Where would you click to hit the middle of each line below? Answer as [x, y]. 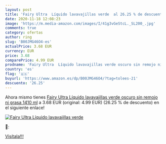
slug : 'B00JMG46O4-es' [28, 42]
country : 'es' [20, 70]
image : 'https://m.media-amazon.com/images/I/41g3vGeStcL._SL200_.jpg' [80, 23]
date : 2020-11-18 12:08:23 [33, 19]
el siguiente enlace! [25, 108]
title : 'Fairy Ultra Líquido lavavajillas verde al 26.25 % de [74, 14]
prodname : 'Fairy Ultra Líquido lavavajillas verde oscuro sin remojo [80, 65]
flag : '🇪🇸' [17, 74]
